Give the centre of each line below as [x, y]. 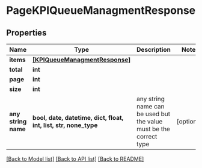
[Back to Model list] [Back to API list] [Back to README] [75, 159]
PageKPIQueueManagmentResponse [101, 11]
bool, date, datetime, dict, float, [78, 118]
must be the [153, 129]
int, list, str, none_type [65, 125]
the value [149, 121]
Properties [26, 33]
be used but [153, 114]
